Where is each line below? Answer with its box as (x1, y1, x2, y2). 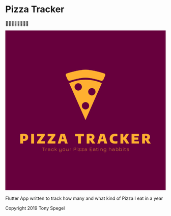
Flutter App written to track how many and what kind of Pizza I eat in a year (5, 195, 163, 201)
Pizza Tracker (5, 4, 65, 15)
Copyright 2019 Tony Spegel (5, 205, 65, 211)
